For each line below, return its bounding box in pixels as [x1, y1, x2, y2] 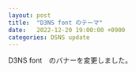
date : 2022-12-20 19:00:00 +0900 [8, 26, 126, 34]
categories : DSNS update [8, 33, 90, 41]
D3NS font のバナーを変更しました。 [8, 56, 133, 65]
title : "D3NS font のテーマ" [8, 19, 103, 27]
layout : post [8, 11, 51, 20]
